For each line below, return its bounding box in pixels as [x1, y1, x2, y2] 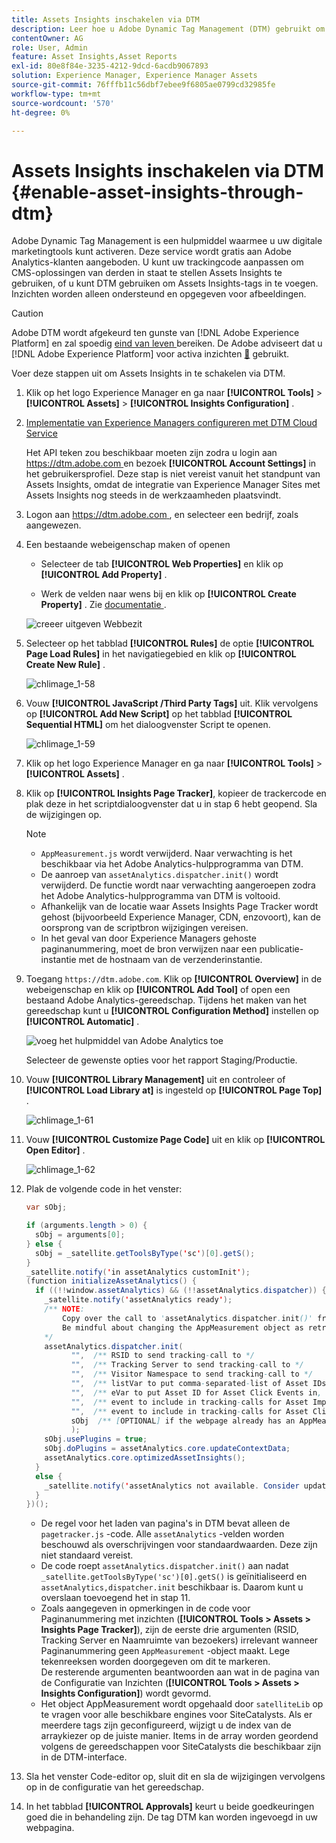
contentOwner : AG [11, 33, 84, 43]
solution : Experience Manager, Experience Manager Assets [11, 71, 258, 81]
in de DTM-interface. [40, 1751, 128, 1763]
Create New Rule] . [25, 659, 106, 671]
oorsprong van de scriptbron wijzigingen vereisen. [40, 922, 249, 934]
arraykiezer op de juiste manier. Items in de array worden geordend [40, 1730, 319, 1742]
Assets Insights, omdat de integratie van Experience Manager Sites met [25, 479, 321, 491]
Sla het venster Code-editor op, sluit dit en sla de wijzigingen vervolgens [25, 1771, 326, 1783]
